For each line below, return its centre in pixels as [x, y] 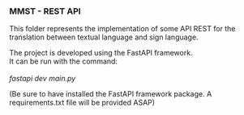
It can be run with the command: [64, 61]
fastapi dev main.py [43, 79]
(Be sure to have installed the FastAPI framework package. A [111, 94]
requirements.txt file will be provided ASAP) [82, 103]
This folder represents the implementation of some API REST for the [122, 29]
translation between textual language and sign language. [104, 37]
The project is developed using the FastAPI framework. [101, 53]
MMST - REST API [45, 11]
